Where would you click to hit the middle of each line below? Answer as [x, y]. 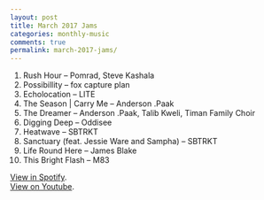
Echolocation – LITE [59, 95]
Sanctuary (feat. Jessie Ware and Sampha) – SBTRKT [120, 142]
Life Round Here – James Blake [80, 150]
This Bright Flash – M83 [66, 160]
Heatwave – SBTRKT [60, 132]
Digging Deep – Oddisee [67, 123]
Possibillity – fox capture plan [77, 85]
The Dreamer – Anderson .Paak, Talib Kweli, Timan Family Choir [139, 113]
